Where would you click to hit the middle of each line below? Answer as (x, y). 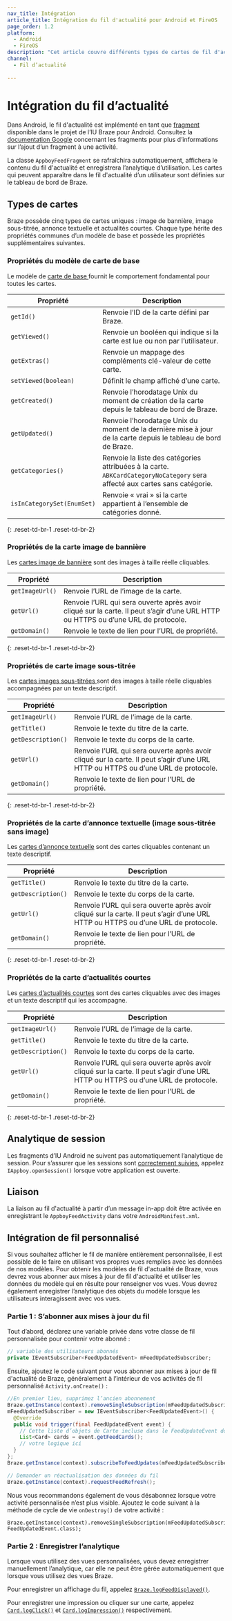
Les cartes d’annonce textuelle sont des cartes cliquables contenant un (109, 847)
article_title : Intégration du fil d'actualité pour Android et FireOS (112, 20)
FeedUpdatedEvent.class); (44, 1529)
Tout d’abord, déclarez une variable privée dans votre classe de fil (101, 1332)
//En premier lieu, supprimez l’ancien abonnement (81, 1399)
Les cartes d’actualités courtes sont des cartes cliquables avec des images (114, 993)
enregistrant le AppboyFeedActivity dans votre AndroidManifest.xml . (104, 1216)
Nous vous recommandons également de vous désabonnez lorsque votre (112, 1495)
